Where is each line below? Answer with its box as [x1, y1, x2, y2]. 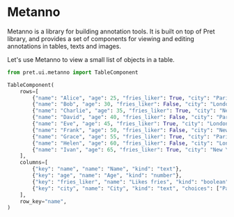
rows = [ [19, 88, 39, 95]
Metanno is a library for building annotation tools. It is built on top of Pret [7, 27, 215, 35]
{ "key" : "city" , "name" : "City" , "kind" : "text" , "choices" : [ [32, 185, 219, 192]
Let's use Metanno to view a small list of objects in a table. [7, 55, 175, 63]
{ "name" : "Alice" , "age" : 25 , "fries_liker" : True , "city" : [32, 95, 210, 102]
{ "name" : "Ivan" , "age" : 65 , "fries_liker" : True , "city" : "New [32, 146, 223, 153]
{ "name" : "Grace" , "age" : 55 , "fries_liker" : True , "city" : [32, 133, 210, 140]
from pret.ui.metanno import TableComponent [7, 69, 139, 76]
